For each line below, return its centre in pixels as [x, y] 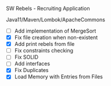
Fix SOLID [26, 57]
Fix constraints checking [44, 51]
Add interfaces [32, 64]
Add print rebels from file [44, 44]
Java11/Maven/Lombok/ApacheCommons [56, 19]
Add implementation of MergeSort [55, 31]
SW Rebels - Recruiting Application [48, 8]
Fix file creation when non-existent [56, 38]
